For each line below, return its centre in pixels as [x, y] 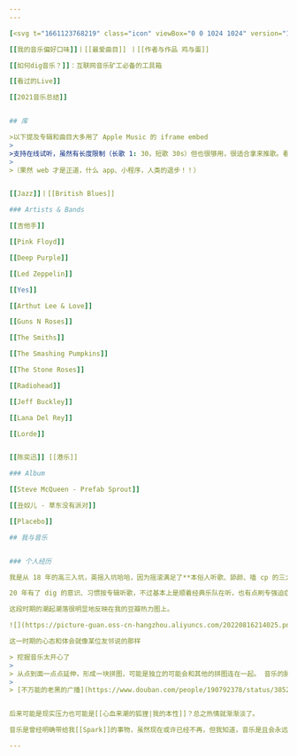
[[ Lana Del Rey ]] [41, 417]
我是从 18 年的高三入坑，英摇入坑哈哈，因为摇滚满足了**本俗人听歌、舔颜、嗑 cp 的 [144, 577]
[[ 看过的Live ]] [35, 82]
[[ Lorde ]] [27, 434]
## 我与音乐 [29, 537]
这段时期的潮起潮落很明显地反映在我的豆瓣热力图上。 [91, 609]
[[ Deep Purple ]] [39, 258]
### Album [27, 474]
